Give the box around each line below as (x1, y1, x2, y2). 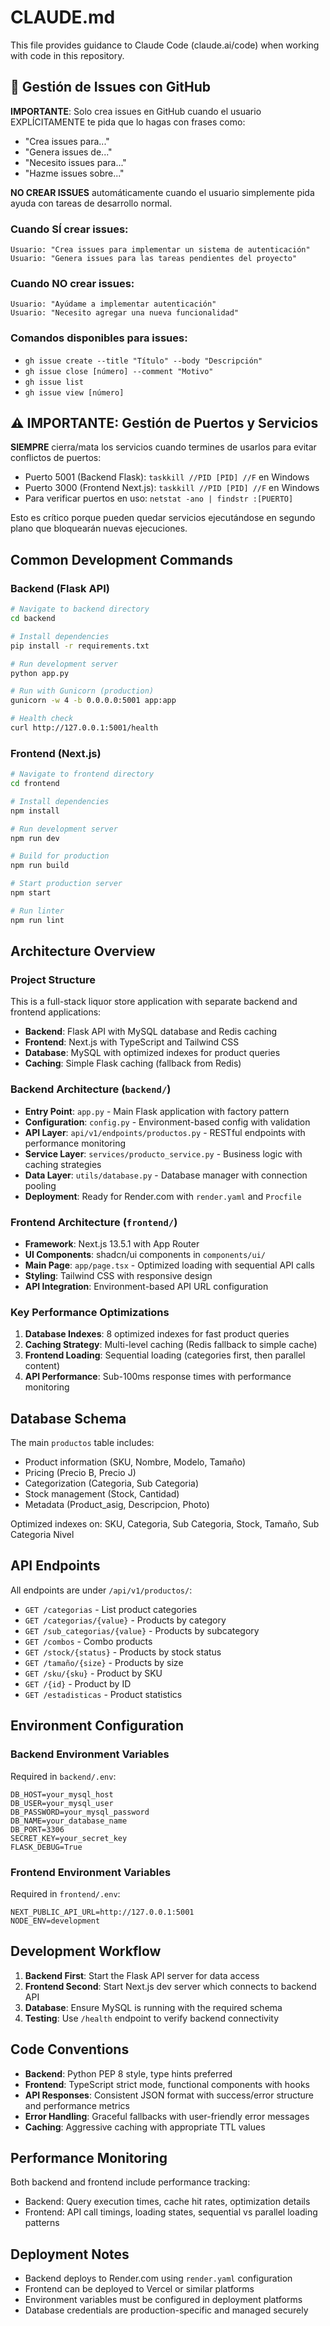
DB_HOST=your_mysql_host (10, 1789, 114, 1800)
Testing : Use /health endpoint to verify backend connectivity (24, 2012, 280, 2024)
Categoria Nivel (10, 1529, 75, 1541)
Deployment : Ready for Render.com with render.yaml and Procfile (24, 1190, 302, 1202)
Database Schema (10, 1410, 127, 1427)
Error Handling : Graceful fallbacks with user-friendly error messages (24, 2110, 310, 2122)
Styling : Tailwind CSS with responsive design (24, 1269, 213, 1281)
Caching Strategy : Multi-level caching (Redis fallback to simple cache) (24, 1339, 318, 1351)
